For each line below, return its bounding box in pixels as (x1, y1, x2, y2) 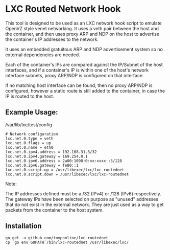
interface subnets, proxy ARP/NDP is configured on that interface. (5, 72, 144, 78)
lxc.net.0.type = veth (5, 136, 54, 141)
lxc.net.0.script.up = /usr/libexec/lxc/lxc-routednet (5, 167, 125, 172)
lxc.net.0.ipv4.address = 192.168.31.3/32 (5, 149, 97, 154)
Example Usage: (5, 108, 58, 117)
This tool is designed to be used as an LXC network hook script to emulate (5, 20, 162, 26)
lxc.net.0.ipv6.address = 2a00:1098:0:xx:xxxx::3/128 (5, 158, 123, 164)
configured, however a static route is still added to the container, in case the (5, 87, 165, 94)
